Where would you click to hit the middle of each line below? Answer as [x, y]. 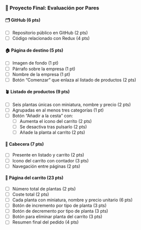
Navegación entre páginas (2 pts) [46, 166]
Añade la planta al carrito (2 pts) [52, 132]
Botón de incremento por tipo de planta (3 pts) [59, 206]
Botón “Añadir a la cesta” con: [42, 116]
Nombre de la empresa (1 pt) [41, 74]
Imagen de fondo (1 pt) [35, 63]
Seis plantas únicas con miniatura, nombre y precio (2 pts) [71, 104]
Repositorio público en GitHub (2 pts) [50, 33]
